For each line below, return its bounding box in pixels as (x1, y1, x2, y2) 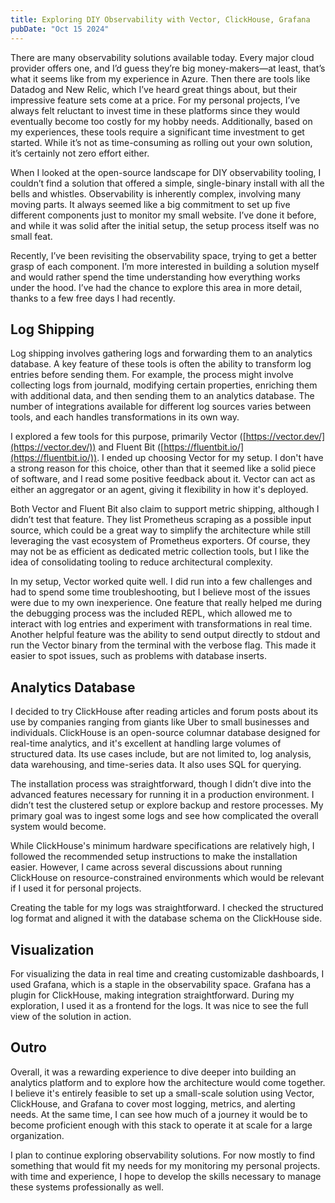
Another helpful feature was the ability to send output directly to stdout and (10, 629, 321, 641)
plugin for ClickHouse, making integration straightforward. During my (10, 989, 295, 1001)
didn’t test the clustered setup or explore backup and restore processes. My (10, 799, 324, 811)
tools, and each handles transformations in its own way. (10, 411, 240, 423)
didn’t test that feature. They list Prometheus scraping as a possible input (10, 514, 312, 526)
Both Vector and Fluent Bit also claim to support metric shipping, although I (10, 503, 320, 515)
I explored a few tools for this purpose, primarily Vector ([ (10, 431, 247, 443)
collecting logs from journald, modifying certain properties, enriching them (10, 379, 318, 391)
